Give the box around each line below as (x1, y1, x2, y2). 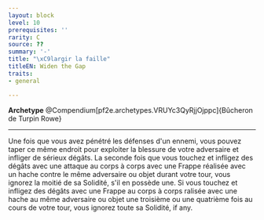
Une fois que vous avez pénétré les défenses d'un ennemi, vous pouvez (8, 136, 242, 146)
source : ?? (8, 41, 44, 49)
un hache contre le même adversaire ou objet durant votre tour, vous (8, 169, 231, 179)
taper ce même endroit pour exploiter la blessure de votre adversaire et (8, 144, 240, 153)
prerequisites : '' (8, 26, 68, 34)
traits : (8, 70, 34, 78)
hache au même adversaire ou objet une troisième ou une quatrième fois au (8, 194, 253, 204)
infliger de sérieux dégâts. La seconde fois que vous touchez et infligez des (8, 153, 254, 162)
